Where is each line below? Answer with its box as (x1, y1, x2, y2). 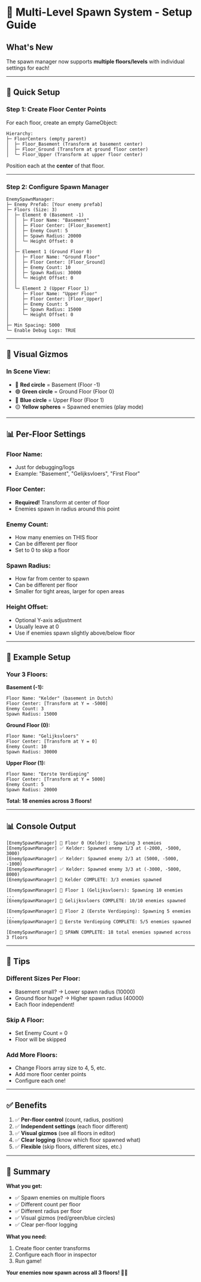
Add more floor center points (14, 1071, 87, 1078)
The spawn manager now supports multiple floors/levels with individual (6, 58, 185, 65)
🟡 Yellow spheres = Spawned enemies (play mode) (14, 403, 144, 410)
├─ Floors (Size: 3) (6, 206, 58, 212)
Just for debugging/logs (14, 464, 75, 471)
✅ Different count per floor (14, 1200, 81, 1208)
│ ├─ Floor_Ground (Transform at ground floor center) (6, 146, 148, 152)
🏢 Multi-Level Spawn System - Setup (6, 5, 193, 19)
